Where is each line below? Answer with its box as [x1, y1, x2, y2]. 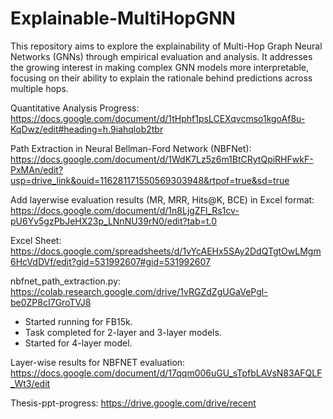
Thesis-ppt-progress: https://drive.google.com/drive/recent [10, 397, 257, 409]
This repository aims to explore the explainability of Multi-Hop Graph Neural [10, 40, 323, 52]
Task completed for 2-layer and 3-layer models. [24, 326, 222, 338]
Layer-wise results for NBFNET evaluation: [10, 356, 186, 368]
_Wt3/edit [10, 377, 51, 389]
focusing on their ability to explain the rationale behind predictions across [10, 72, 313, 84]
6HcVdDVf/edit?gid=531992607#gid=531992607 [10, 255, 211, 267]
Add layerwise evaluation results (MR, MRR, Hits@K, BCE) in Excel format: [10, 193, 315, 206]
